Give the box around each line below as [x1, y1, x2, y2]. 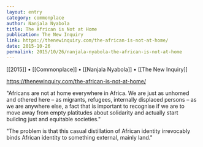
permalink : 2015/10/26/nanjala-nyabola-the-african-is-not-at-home [6, 49, 183, 55]
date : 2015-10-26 [6, 43, 51, 50]
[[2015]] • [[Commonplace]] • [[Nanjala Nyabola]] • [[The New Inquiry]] [6, 66, 188, 73]
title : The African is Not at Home [6, 26, 98, 32]
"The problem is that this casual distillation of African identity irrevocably [6, 127, 191, 135]
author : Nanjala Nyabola [6, 20, 70, 26]
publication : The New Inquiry [6, 32, 84, 38]
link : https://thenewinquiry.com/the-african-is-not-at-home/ [6, 37, 169, 43]
